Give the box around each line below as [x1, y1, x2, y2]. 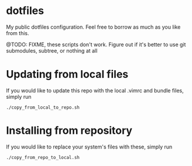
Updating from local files [6, 68, 129, 81]
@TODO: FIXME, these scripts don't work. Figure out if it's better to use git [6, 41, 186, 48]
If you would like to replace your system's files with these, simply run [6, 143, 173, 150]
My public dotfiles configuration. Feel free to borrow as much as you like [6, 23, 181, 30]
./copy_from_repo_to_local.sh [6, 154, 80, 160]
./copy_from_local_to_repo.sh [6, 104, 80, 110]
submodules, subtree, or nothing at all [6, 47, 98, 54]
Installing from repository [6, 124, 133, 137]
